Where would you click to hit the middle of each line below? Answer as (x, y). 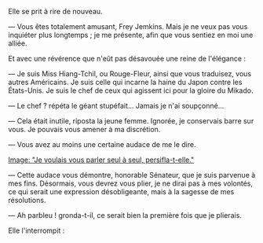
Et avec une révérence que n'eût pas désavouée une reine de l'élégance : (127, 59)
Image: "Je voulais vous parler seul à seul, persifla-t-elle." (101, 160)
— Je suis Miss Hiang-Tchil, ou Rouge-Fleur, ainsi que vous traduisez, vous (130, 74)
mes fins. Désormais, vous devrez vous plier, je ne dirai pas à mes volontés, (131, 183)
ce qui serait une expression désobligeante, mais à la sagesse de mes (121, 191)
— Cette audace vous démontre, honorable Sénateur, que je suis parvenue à (132, 175)
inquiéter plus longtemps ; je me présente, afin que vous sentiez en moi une (131, 35)
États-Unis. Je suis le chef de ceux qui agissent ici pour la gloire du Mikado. (131, 90)
